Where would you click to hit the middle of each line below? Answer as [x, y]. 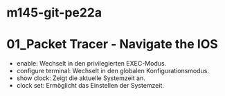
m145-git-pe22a [54, 13]
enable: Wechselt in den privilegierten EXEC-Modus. [91, 64]
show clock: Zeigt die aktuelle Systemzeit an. [81, 78]
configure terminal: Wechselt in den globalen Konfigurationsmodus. [112, 71]
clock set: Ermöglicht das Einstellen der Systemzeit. [90, 86]
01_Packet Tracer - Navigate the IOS [112, 45]
